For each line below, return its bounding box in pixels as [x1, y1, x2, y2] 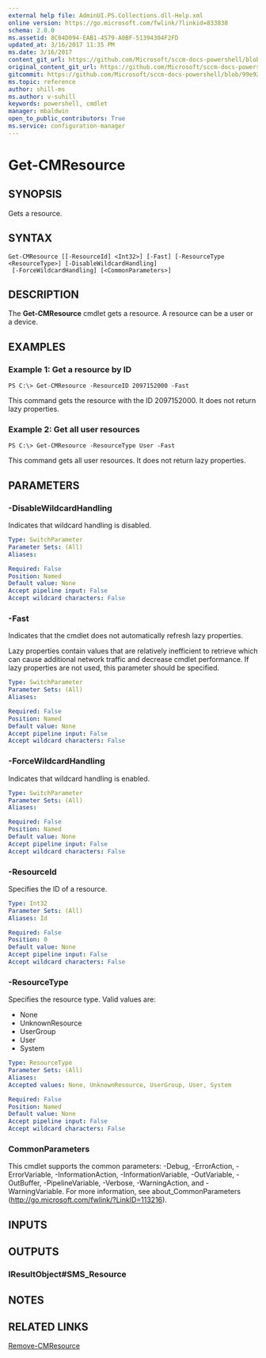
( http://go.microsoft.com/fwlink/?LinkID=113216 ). [8, 1195, 168, 1204]
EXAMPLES [8, 340, 66, 353]
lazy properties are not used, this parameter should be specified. [8, 663, 220, 673]
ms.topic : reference [8, 78, 77, 86]
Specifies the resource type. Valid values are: [8, 995, 156, 1004]
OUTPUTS [8, 1245, 59, 1259]
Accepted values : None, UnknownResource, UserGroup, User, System [8, 1081, 232, 1089]
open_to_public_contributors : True [8, 115, 126, 123]
